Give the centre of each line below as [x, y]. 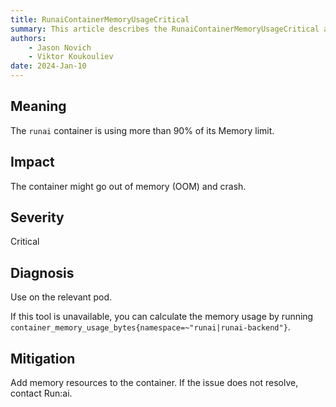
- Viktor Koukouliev [71, 57]
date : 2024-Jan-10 [48, 66]
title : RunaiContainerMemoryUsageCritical [100, 19]
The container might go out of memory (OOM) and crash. [128, 186]
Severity [37, 217]
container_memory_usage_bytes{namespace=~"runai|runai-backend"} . [150, 327]
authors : [28, 38]
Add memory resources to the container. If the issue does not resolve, [154, 383]
